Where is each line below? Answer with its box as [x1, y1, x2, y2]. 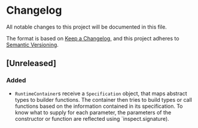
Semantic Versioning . [6, 41, 59, 48]
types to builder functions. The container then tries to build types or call [14, 96, 193, 103]
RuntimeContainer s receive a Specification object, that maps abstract [14, 90, 187, 97]
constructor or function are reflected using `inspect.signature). [14, 115, 169, 122]
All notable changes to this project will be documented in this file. [6, 23, 167, 30]
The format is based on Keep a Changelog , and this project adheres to [6, 35, 179, 42]
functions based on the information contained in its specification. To [14, 102, 183, 110]
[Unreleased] [6, 58, 57, 68]
